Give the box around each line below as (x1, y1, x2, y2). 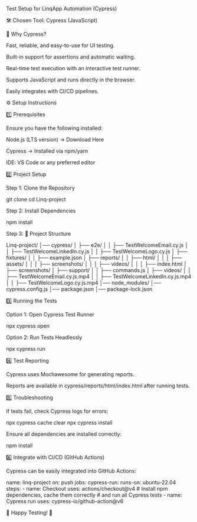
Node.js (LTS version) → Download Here (6, 136, 104, 143)
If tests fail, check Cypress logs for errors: (6, 407, 109, 415)
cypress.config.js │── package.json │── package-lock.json (6, 286, 153, 292)
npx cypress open (6, 322, 50, 329)
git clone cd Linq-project (6, 196, 66, 203)
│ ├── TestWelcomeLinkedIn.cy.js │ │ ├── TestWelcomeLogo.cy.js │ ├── (6, 248, 188, 255)
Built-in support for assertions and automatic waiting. (6, 53, 136, 60)
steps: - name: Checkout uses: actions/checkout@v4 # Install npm (6, 485, 168, 492)
